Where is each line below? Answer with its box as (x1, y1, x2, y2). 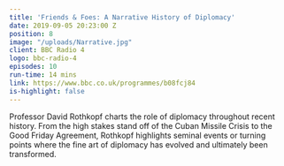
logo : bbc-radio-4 (9, 54, 77, 63)
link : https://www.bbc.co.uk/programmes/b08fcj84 (9, 79, 196, 87)
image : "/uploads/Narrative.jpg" (9, 37, 133, 47)
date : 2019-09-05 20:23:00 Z (9, 21, 117, 30)
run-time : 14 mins (9, 71, 77, 79)
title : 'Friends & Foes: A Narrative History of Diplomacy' (9, 12, 236, 22)
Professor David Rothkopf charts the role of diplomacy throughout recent (9, 111, 276, 122)
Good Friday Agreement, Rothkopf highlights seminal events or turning (9, 130, 266, 140)
